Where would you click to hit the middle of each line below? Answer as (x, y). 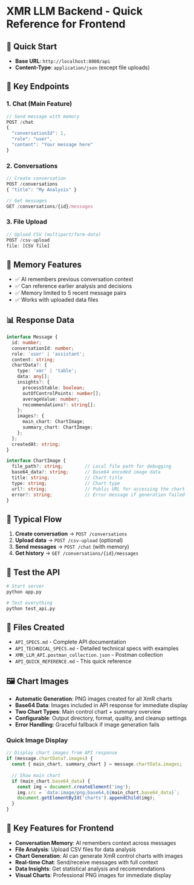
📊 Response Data (40, 320)
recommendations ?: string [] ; (59, 405)
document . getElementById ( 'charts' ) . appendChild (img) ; (86, 798)
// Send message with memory (43, 117)
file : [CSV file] (28, 246)
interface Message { (32, 337)
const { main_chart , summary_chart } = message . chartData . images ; (97, 764)
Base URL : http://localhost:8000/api (63, 61)
